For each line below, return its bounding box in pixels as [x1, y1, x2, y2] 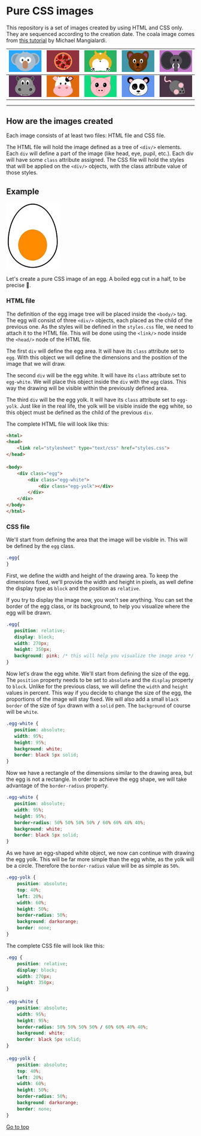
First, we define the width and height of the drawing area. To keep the [6, 572, 178, 579]
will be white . [6, 708, 39, 716]
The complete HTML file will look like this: [6, 420, 109, 428]
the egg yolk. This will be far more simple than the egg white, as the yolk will [6, 856, 194, 863]
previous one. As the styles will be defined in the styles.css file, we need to [6, 323, 194, 330]
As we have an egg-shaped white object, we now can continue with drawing [6, 849, 194, 857]
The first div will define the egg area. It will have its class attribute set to [6, 347, 184, 355]
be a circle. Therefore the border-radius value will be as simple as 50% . [6, 862, 181, 870]
